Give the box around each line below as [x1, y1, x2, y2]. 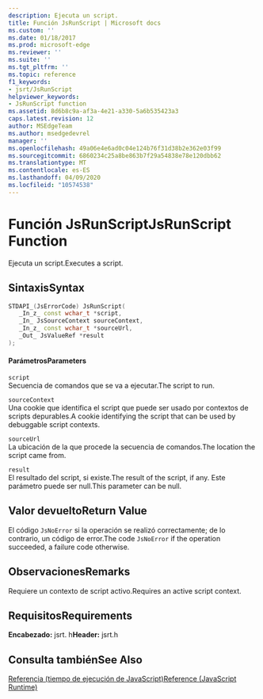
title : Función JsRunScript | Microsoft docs [8, 19, 161, 27]
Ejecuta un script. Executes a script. [8, 258, 124, 268]
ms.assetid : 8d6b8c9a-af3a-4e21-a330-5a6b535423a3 [8, 108, 179, 116]
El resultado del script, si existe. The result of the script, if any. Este [8, 472, 226, 482]
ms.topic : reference [8, 71, 77, 78]
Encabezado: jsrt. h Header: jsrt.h [8, 630, 119, 640]
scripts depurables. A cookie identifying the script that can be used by [8, 411, 236, 421]
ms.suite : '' [8, 56, 51, 64]
